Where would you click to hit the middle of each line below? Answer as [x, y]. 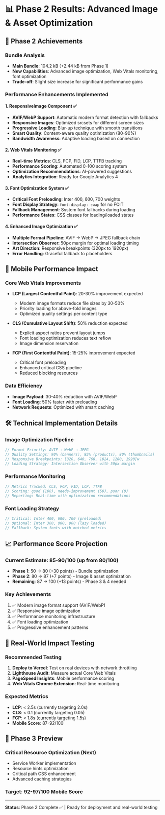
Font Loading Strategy [32, 508]
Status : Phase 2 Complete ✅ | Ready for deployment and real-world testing [82, 807]
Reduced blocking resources [49, 373]
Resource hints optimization [40, 769]
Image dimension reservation [49, 344]
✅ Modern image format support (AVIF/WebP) [59, 605]
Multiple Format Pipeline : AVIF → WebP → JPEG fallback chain [76, 237]
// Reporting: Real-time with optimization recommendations [68, 496]
